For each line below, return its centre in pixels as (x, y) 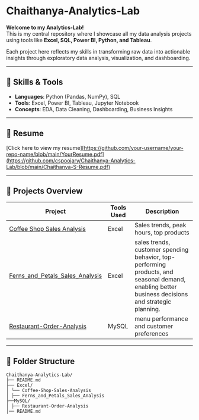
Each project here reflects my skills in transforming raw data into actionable (98, 51)
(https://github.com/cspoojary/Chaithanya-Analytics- (71, 160)
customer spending (162, 250)
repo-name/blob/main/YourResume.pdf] (55, 154)
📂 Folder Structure (41, 361)
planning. (148, 309)
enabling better (156, 287)
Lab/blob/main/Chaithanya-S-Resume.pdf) (58, 167)
